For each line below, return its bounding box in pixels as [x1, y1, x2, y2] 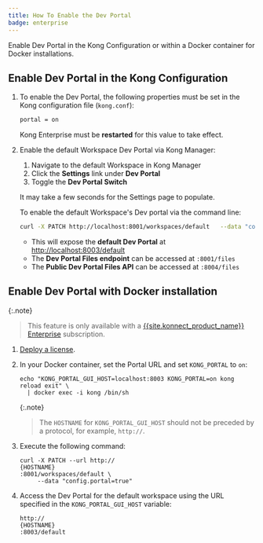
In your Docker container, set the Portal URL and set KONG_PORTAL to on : [19, 359, 248, 369]
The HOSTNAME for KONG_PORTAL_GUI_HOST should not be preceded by [38, 417, 255, 427]
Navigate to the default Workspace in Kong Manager [31, 160, 202, 170]
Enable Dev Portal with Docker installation [8, 284, 218, 299]
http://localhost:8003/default [31, 245, 126, 255]
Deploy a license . [19, 344, 76, 354]
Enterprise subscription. [27, 329, 106, 339]
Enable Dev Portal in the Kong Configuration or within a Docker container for [8, 40, 255, 50]
